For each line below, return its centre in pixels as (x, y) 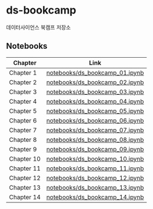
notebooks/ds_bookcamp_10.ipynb (95, 158)
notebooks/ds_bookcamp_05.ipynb (95, 111)
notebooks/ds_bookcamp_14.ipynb (95, 197)
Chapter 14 (25, 197)
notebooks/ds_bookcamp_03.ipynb (95, 92)
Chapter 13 (25, 187)
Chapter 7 (23, 130)
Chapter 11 (25, 168)
